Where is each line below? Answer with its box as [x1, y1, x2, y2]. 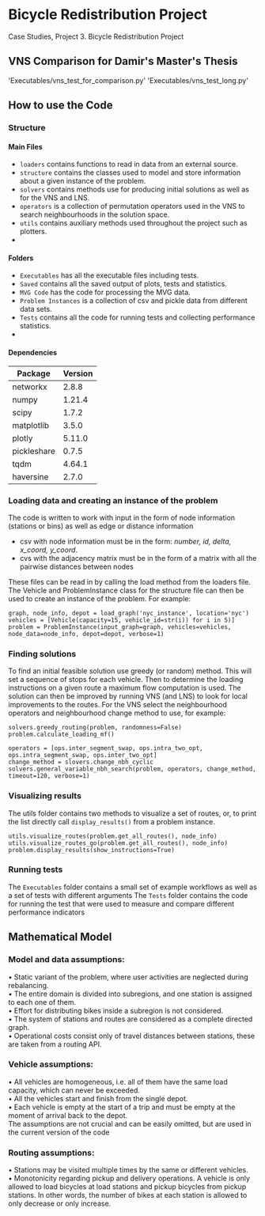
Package [17, 368, 51, 379]
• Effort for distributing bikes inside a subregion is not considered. [8, 1006, 224, 1015]
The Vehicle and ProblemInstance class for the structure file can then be [8, 585, 244, 595]
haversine [12, 471, 49, 482]
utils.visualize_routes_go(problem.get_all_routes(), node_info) [8, 839, 228, 847]
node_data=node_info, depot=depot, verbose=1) [8, 630, 165, 638]
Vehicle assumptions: [8, 1059, 93, 1070]
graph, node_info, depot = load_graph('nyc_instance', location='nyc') [8, 609, 249, 617]
